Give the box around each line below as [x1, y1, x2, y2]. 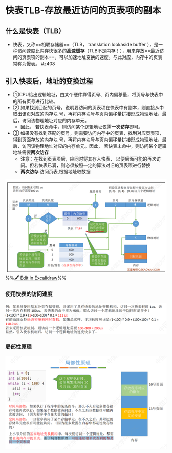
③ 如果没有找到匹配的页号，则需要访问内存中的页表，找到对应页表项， [12, 130, 164, 136]
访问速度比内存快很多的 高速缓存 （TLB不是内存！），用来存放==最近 [17, 48, 160, 54]
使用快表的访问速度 [5, 290, 53, 298]
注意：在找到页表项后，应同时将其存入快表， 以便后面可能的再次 [20, 155, 157, 162]
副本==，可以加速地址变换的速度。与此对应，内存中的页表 [39, 54, 163, 60]
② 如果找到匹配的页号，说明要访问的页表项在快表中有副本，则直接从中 [12, 104, 164, 110]
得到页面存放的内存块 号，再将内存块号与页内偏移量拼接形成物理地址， [12, 136, 162, 143]
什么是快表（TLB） [5, 27, 66, 35]
